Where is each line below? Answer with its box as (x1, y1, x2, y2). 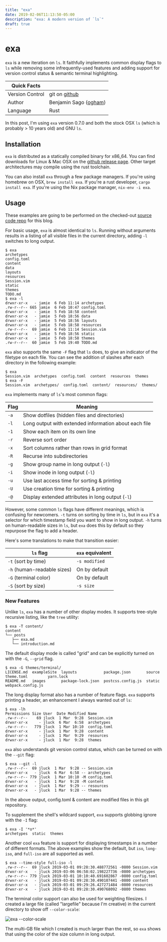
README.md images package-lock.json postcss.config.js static (5, 679, 160, 684)
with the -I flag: (5, 817, 38, 823)
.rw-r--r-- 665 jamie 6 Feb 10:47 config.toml (5, 305, 106, 310)
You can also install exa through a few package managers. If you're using (5, 174, 155, 179)
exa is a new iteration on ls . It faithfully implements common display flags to (5, 60, 161, 66)
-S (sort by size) (7, 582, 46, 589)
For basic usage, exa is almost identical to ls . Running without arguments (5, 227, 156, 233)
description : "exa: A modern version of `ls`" (5, 17, 104, 22)
